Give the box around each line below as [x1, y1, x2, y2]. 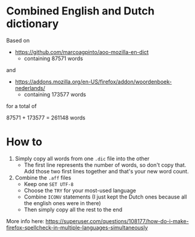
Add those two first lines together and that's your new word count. [23, 167, 189, 175]
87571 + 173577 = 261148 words [6, 114, 85, 121]
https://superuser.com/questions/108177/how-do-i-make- [45, 217, 189, 224]
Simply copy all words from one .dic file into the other [14, 155, 150, 162]
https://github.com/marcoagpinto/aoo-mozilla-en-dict [14, 48, 149, 55]
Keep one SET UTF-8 [23, 180, 74, 187]
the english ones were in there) [23, 199, 101, 206]
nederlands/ [14, 84, 45, 91]
